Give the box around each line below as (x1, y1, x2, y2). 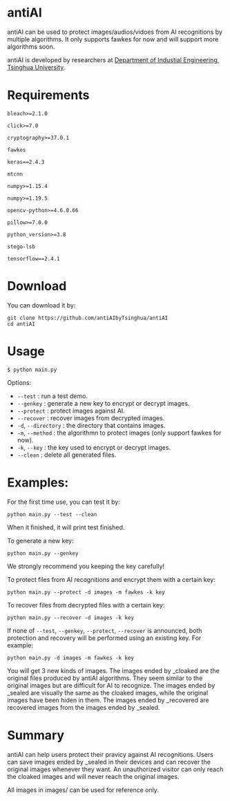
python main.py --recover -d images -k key (7, 614, 135, 621)
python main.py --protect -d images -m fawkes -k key (7, 589, 166, 596)
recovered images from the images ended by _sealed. (7, 703, 160, 711)
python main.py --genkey (7, 549, 79, 557)
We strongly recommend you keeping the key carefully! (7, 562, 164, 570)
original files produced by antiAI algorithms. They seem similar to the (7, 674, 203, 682)
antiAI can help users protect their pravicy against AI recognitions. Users (7, 750, 214, 758)
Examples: (7, 475, 69, 490)
